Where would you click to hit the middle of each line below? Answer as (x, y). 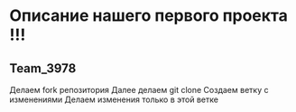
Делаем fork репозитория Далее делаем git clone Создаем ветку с (139, 90)
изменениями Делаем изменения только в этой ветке (114, 99)
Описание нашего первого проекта (149, 16)
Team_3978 (43, 68)
